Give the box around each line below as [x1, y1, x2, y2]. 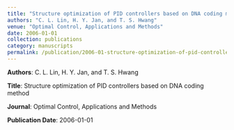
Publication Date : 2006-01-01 [7, 115, 93, 124]
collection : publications [7, 36, 82, 43]
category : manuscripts [7, 42, 73, 49]
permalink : [7, 49, 39, 56]
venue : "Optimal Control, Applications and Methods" [7, 23, 164, 30]
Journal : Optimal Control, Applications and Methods [7, 102, 157, 111]
